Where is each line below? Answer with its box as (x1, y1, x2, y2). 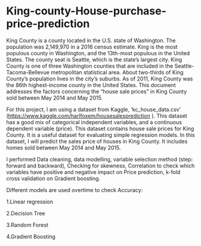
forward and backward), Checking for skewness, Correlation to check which (6, 162, 195, 169)
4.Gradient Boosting (6, 233, 56, 240)
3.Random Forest (6, 221, 49, 229)
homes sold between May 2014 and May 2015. (6, 144, 121, 151)
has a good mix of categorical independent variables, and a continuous (6, 118, 182, 125)
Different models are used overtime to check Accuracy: (6, 186, 143, 193)
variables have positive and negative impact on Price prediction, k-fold (6, 168, 181, 175)
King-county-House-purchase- (6, 4, 167, 18)
